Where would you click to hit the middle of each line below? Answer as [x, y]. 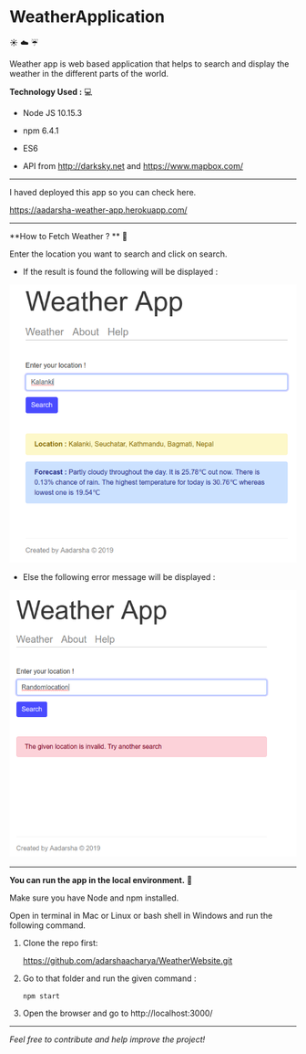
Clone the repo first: [60, 943]
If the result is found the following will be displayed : [120, 271]
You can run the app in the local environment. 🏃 [101, 880]
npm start [41, 996]
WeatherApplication [87, 17]
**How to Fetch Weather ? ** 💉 [69, 236]
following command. [48, 925]
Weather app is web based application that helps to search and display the [149, 63]
